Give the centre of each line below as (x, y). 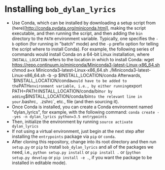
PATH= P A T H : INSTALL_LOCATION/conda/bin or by (62, 91)
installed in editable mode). (39, 163)
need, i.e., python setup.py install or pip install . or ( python (76, 152)
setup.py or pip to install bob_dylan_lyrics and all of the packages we (82, 147)
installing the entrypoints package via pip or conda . (64, 136)
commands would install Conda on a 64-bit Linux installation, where (81, 54)
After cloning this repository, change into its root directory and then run (84, 141)
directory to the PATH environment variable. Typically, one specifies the (83, 39)
